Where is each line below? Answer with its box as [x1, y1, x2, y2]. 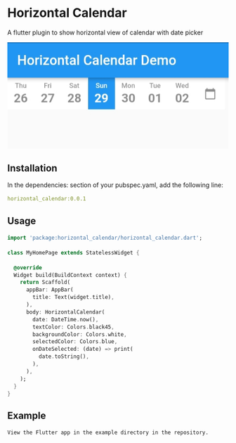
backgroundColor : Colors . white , [32, 330, 128, 338]
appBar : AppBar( [25, 286, 74, 293]
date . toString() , [38, 353, 90, 360]
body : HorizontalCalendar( [25, 308, 105, 316]
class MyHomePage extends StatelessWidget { [7, 249, 140, 256]
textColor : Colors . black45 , [32, 323, 114, 330]
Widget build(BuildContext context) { [13, 271, 128, 278]
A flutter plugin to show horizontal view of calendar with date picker [7, 28, 204, 37]
